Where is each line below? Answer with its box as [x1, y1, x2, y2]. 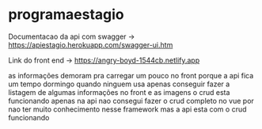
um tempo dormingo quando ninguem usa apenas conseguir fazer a [8, 79, 230, 89]
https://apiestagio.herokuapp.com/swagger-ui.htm [8, 40, 173, 49]
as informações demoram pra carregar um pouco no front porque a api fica [8, 70, 254, 80]
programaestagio [8, 6, 124, 24]
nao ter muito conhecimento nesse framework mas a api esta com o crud [8, 104, 247, 114]
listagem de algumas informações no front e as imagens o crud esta [8, 87, 230, 97]
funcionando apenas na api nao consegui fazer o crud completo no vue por [8, 96, 255, 105]
